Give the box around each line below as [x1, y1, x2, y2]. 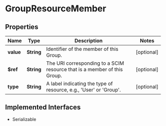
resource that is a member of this [46, 66, 123, 73]
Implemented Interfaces [5, 103, 81, 112]
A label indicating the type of [46, 80, 113, 87]
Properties [5, 23, 39, 31]
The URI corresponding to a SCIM [46, 60, 124, 67]
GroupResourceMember [5, 3, 106, 14]
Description [74, 38, 103, 44]
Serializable [12, 116, 37, 122]
